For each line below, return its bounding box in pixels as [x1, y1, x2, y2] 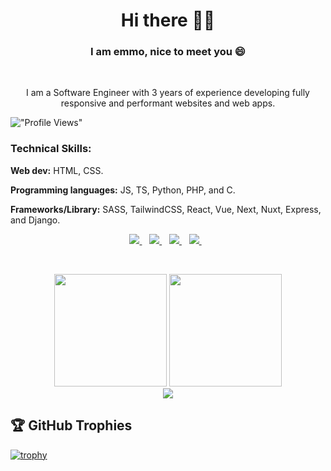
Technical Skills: [10, 142, 92, 156]
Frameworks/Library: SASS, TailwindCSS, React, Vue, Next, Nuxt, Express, [10, 203, 322, 215]
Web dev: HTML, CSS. [10, 164, 104, 176]
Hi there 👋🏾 [120, 9, 216, 32]
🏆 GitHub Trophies [10, 417, 133, 434]
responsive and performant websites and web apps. [60, 97, 276, 109]
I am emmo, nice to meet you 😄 [90, 45, 246, 59]
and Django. [10, 214, 61, 226]
